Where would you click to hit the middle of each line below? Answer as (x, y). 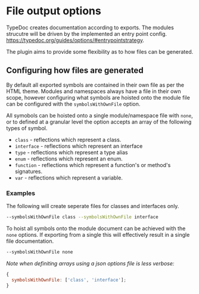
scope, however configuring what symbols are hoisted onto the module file (98, 97)
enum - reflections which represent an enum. (69, 159)
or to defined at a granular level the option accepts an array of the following (99, 122)
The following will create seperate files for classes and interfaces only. (93, 206)
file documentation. (30, 241)
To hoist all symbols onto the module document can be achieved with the (96, 228)
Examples (21, 193)
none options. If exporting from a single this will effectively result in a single (98, 234)
